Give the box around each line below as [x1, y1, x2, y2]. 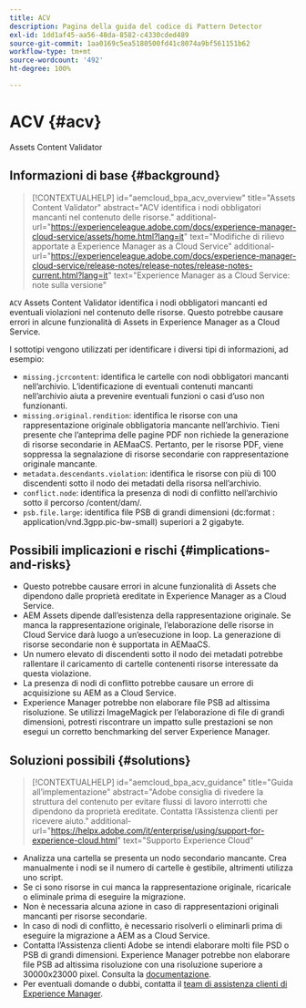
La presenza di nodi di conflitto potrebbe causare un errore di [22, 678, 254, 689]
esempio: [9, 353, 45, 365]
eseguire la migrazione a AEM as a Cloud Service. [22, 931, 210, 941]
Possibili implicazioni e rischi [9, 543, 178, 559]
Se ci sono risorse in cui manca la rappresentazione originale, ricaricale [22, 881, 291, 893]
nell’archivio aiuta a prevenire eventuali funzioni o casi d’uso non [22, 390, 265, 401]
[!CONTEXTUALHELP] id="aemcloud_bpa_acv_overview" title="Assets [31, 192, 296, 203]
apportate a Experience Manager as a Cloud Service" [31, 241, 232, 252]
